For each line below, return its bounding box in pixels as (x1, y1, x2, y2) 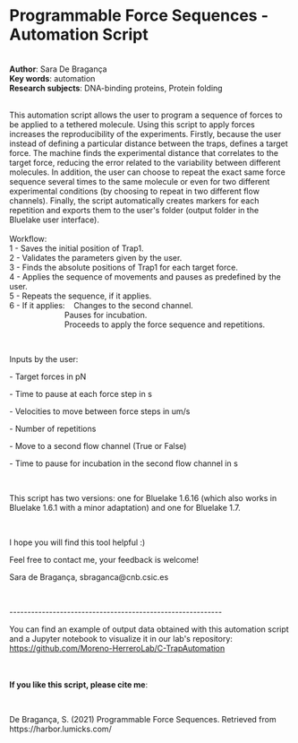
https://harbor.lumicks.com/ (9, 723, 112, 734)
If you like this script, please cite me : (9, 678, 149, 690)
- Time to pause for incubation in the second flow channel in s (9, 458, 239, 469)
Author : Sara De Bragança (9, 64, 107, 74)
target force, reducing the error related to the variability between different (9, 157, 281, 168)
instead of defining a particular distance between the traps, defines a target (9, 138, 288, 149)
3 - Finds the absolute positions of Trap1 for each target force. (9, 262, 239, 272)
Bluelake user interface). (9, 214, 100, 225)
